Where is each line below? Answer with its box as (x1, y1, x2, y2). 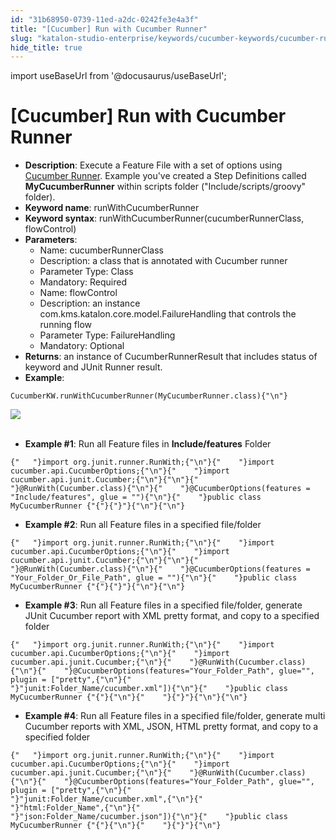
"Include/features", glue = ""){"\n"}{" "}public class (10, 492, 262, 503)
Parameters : (24, 234, 78, 246)
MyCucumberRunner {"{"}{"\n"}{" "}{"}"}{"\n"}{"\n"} (10, 692, 248, 703)
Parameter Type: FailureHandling (39, 329, 176, 341)
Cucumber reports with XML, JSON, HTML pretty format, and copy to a (24, 721, 319, 733)
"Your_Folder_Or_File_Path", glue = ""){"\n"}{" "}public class (10, 573, 298, 583)
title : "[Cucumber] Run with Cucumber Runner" (10, 24, 208, 34)
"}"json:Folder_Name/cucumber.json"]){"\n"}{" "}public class (10, 812, 288, 822)
